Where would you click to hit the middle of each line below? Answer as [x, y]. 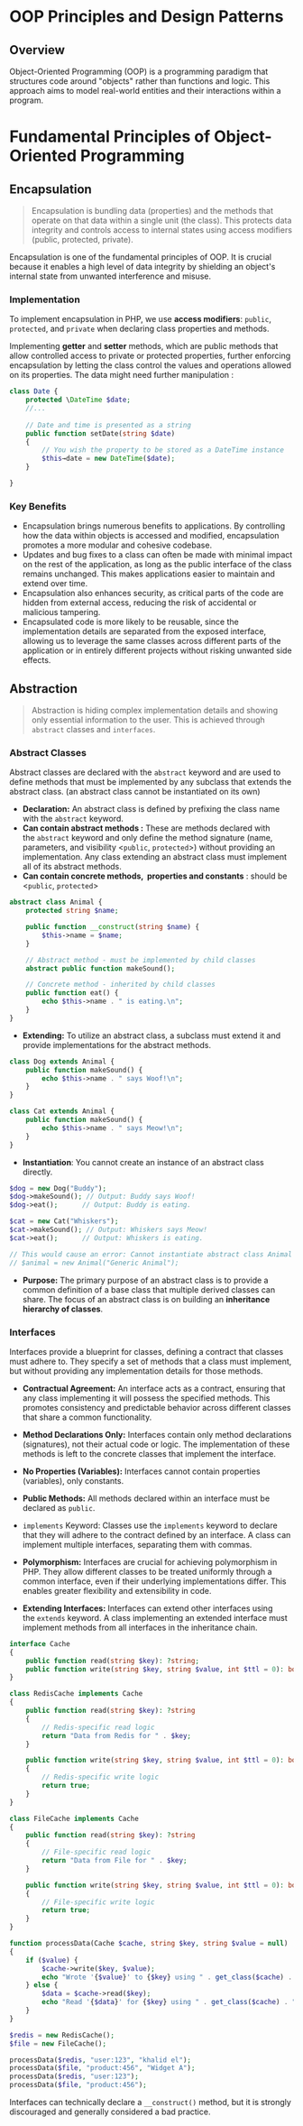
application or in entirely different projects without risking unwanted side [157, 650]
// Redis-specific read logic [98, 1727]
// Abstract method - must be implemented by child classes [141, 960]
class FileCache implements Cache [74, 1818]
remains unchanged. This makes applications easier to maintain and [148, 574]
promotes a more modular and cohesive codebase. [117, 545]
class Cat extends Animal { [62, 1111]
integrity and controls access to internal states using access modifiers [162, 230]
